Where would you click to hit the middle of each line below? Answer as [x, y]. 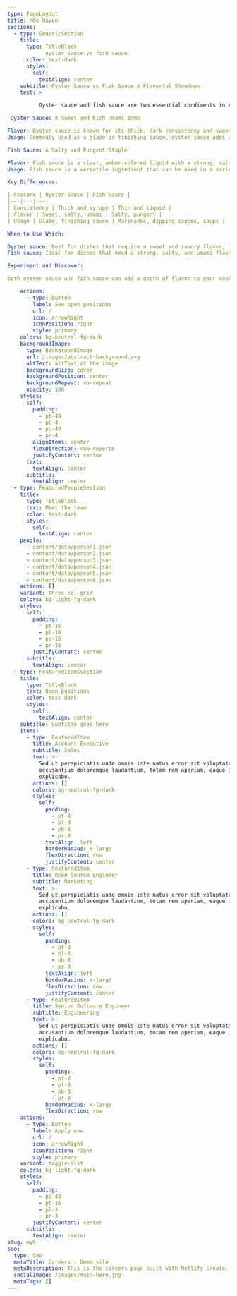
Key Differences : [33, 182]
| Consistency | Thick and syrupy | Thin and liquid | [90, 208]
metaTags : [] [33, 1282]
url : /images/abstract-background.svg [83, 357]
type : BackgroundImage [59, 350]
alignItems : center [61, 442]
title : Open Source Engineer [75, 875]
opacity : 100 [45, 390]
